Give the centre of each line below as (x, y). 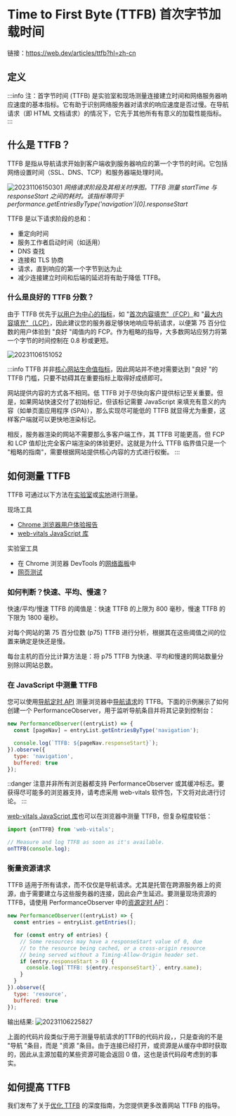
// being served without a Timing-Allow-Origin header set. (110, 955)
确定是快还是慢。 (44, 641)
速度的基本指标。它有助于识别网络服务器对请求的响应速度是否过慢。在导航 (121, 104)
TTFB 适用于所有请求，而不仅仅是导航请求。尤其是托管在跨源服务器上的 (111, 885)
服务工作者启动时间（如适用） (60, 242)
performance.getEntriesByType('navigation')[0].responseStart (98, 204)
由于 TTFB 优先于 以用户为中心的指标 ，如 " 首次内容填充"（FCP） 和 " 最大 (112, 314)
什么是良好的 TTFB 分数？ (51, 297)
